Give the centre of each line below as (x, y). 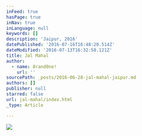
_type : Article (25, 105)
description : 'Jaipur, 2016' (42, 39)
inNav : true (21, 22)
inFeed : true (22, 12)
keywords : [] (22, 34)
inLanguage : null (28, 28)
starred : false (25, 94)
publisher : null (26, 89)
